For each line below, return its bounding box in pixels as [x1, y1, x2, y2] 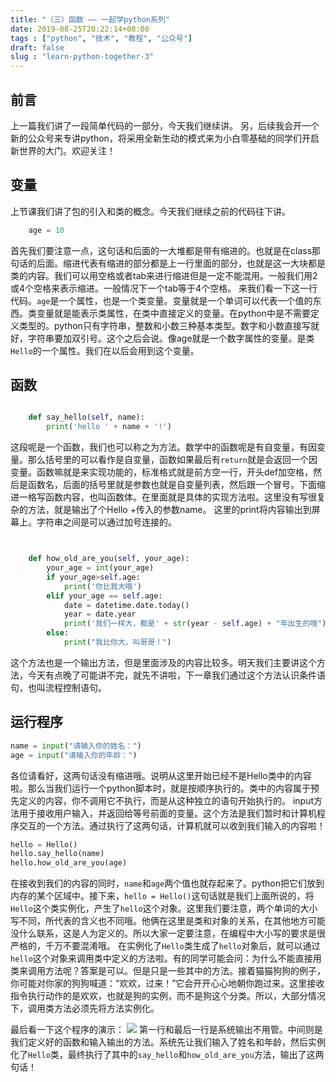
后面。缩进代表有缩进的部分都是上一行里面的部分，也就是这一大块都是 [36, 257, 326, 269]
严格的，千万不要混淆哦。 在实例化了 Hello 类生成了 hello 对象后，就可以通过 [10, 940, 321, 952]
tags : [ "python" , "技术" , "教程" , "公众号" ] [10, 33, 193, 43]
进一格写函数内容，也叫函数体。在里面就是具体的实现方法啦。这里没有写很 [10, 491, 317, 503]
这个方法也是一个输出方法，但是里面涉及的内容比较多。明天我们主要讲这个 [10, 656, 317, 668]
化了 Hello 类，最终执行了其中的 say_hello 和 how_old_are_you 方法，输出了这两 [10, 1049, 325, 1061]
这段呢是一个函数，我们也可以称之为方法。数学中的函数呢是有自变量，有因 [10, 441, 317, 453]
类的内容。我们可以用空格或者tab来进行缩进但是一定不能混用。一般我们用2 [10, 269, 318, 281]
